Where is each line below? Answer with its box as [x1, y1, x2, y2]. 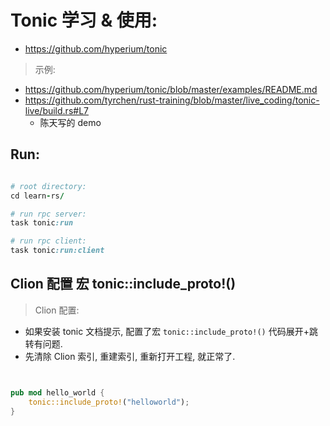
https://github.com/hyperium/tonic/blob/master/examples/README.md [24, 83, 318, 95]
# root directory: [10, 181, 87, 191]
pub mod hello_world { [10, 387, 105, 398]
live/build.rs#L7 [24, 104, 89, 116]
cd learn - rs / [10, 191, 65, 201]
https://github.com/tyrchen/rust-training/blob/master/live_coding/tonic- [24, 94, 320, 106]
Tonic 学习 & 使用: [10, 9, 158, 32]
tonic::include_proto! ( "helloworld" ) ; [28, 397, 190, 407]
